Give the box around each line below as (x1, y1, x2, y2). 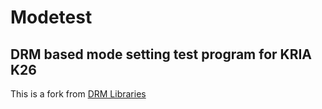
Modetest (10, 6, 93, 29)
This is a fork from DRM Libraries (10, 88, 147, 100)
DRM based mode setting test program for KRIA (10, 46, 313, 63)
